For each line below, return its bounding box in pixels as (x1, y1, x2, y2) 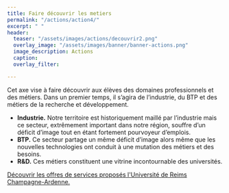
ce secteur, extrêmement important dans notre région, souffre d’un (16, 120, 206, 129)
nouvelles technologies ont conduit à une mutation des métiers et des (16, 142, 215, 151)
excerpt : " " (7, 23, 45, 29)
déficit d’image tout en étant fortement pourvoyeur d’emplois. (16, 128, 191, 136)
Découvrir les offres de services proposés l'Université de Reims (7, 170, 187, 179)
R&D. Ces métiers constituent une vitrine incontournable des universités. (16, 157, 223, 165)
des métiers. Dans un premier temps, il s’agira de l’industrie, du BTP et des (7, 93, 217, 101)
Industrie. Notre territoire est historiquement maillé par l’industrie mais (16, 114, 217, 122)
